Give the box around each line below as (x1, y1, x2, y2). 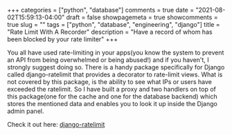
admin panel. (7, 107, 44, 115)
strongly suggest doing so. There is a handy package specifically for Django (7, 63, 225, 71)
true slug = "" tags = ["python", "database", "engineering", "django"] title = (7, 21, 220, 28)
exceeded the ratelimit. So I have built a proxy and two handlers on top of (7, 85, 216, 93)
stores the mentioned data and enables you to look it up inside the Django (7, 100, 218, 107)
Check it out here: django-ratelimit (7, 121, 105, 128)
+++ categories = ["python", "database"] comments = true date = (7, 6, 195, 14)
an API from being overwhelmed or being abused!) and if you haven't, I (7, 56, 209, 64)
